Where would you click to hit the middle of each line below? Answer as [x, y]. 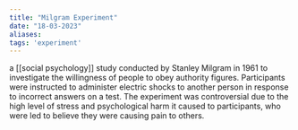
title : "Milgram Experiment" [64, 17]
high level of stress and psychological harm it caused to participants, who [145, 106]
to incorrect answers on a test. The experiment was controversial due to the [149, 97]
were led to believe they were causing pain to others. [107, 116]
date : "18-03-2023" [46, 26]
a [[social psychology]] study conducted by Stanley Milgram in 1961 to [139, 68]
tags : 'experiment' [46, 43]
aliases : [26, 34]
